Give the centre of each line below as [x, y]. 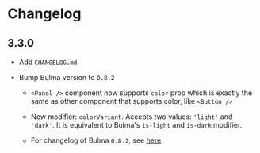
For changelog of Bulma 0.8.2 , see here [96, 140]
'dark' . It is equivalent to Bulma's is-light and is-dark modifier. [136, 125]
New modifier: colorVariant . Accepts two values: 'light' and [132, 117]
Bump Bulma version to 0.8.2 [67, 77]
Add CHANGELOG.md [48, 62]
